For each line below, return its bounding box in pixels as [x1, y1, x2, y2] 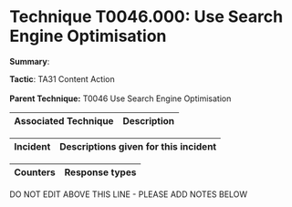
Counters [14, 166, 57, 179]
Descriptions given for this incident [58, 140, 217, 152]
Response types [64, 166, 137, 179]
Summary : [9, 56, 50, 67]
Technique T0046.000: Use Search [9, 6, 284, 27]
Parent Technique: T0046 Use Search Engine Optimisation [9, 93, 232, 104]
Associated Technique [14, 114, 114, 127]
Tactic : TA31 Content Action [9, 73, 116, 84]
